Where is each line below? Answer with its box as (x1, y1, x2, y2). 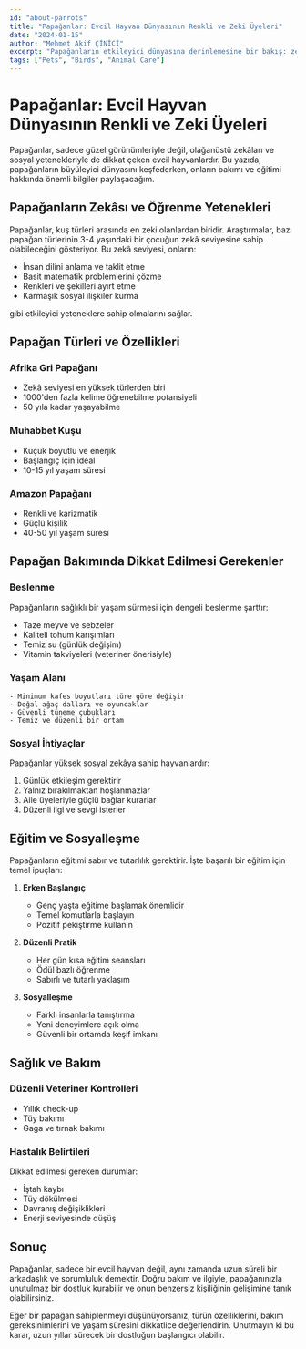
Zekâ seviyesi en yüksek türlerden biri (22, 382, 166, 393)
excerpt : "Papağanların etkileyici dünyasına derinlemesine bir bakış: (9, 47, 287, 57)
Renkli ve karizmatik (22, 508, 98, 520)
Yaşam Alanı (9, 671, 66, 684)
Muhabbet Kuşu (9, 425, 82, 438)
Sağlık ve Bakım (9, 1055, 102, 1071)
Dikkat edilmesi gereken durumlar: (9, 1166, 138, 1177)
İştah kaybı (22, 1184, 64, 1195)
